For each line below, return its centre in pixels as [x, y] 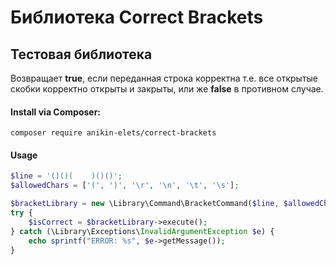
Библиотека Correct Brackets [137, 17]
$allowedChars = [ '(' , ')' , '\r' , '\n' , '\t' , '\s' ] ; [125, 186]
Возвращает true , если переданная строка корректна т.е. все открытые [164, 78]
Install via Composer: [56, 112]
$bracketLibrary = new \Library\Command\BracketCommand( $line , [145, 204]
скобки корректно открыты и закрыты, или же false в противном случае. [167, 89]
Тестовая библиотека [81, 54]
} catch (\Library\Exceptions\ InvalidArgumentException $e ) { [142, 231]
